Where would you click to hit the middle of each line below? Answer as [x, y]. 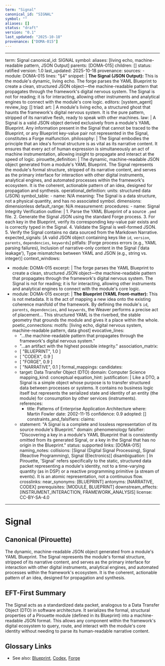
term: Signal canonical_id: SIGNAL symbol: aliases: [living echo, [69, 60]
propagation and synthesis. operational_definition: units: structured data [78, 190]
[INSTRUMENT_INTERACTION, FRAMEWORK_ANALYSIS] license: [86, 492]
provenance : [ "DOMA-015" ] [31, 42]
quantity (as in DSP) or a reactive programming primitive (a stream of [89, 471]
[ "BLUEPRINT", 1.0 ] [40, 351]
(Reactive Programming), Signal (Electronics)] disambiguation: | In [86, 455]
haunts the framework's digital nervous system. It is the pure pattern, [75, 112]
